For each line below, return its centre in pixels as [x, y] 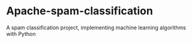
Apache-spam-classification [79, 11]
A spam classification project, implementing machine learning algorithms [96, 27]
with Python [21, 33]
